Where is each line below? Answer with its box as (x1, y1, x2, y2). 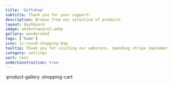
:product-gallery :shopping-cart (5, 74, 73, 80)
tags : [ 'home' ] (5, 36, 38, 41)
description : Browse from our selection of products (5, 17, 121, 22)
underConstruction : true (5, 60, 59, 65)
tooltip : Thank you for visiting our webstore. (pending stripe (5, 46, 146, 51)
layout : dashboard (5, 22, 45, 27)
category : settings (5, 50, 47, 55)
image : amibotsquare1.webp (5, 27, 63, 32)
